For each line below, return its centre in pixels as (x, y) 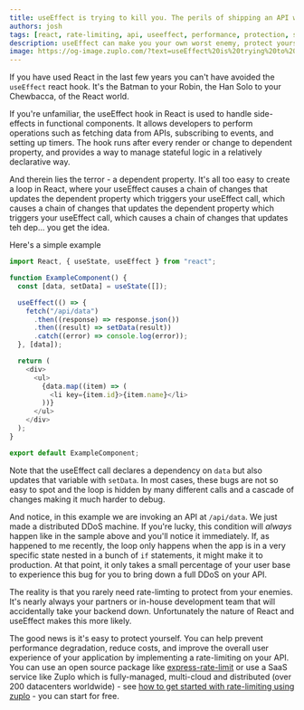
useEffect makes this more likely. (71, 620)
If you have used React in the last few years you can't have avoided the (142, 77)
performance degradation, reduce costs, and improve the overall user (139, 648)
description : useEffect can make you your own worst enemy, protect (141, 43)
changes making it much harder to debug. (87, 499)
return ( (34, 361)
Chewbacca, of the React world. (69, 97)
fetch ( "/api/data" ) (62, 311)
